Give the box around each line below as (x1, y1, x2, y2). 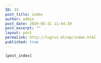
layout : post (5, 30, 32, 35)
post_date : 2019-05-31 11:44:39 (5, 21, 72, 26)
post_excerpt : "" (5, 26, 41, 31)
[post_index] (5, 53, 32, 58)
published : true (5, 40, 39, 45)
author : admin (5, 16, 35, 21)
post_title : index (5, 12, 43, 17)
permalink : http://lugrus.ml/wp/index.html (5, 35, 97, 40)
